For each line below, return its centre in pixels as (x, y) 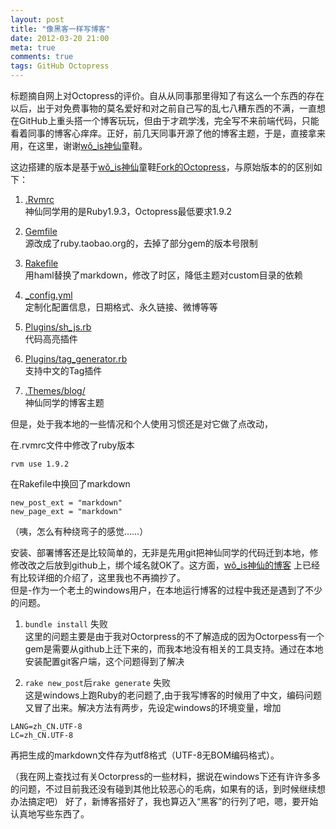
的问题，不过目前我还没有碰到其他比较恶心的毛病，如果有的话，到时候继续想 (168, 789)
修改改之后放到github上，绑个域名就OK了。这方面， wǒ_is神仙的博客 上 (156, 565)
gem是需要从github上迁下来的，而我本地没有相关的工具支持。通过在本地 (174, 649)
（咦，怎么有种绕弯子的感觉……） (79, 531)
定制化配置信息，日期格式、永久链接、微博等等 (121, 307)
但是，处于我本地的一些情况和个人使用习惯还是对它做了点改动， (141, 424)
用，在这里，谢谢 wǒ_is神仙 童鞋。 (79, 145)
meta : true (33, 47)
